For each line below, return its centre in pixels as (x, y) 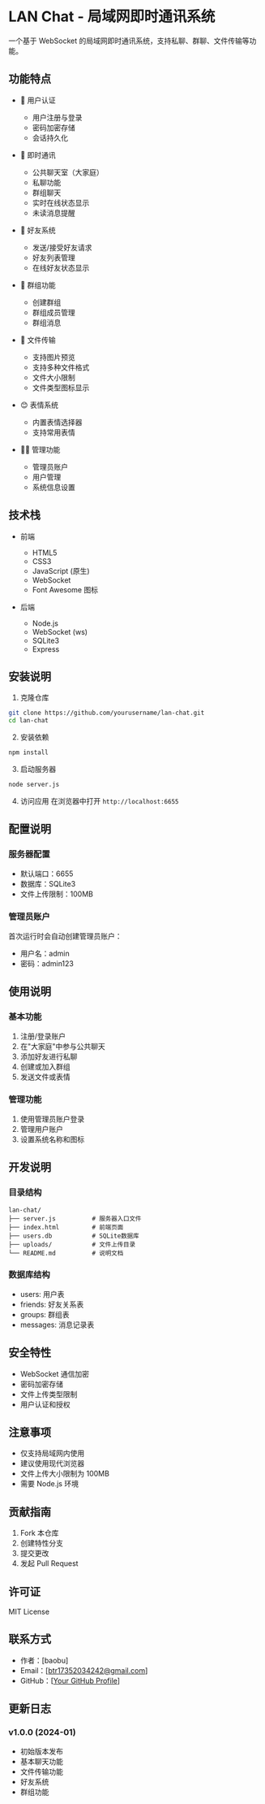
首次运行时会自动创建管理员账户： (65, 936)
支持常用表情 (53, 432)
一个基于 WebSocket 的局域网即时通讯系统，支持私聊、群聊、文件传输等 (129, 41)
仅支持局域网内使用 (52, 1453)
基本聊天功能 (41, 1761)
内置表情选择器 (57, 422)
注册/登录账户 (43, 1036)
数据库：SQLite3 (48, 883)
